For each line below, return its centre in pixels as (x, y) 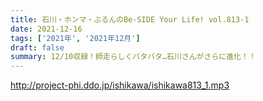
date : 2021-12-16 (46, 29)
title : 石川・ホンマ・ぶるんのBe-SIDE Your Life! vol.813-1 (130, 19)
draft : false (37, 47)
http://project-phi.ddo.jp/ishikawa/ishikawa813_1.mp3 (120, 85)
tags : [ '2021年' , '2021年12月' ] (75, 38)
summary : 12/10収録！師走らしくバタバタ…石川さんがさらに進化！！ (133, 57)
